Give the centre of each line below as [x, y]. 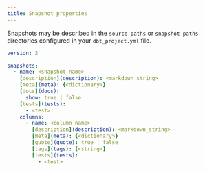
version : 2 [23, 53]
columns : [32, 117]
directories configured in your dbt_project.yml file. [79, 40]
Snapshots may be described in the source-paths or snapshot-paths [103, 33]
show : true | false [53, 97]
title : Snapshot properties [47, 13]
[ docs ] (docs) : [40, 91]
